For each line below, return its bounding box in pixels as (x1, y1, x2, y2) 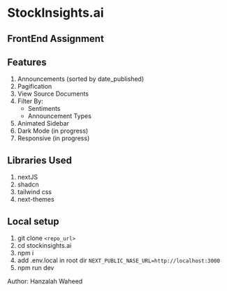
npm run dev (17, 264, 54, 272)
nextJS (17, 173, 38, 181)
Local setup (7, 215, 59, 227)
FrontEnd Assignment (7, 33, 105, 45)
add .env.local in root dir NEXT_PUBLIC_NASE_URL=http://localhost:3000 (17, 256, 221, 264)
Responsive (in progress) (17, 134, 90, 142)
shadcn (17, 180, 40, 189)
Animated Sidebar (17, 119, 70, 128)
